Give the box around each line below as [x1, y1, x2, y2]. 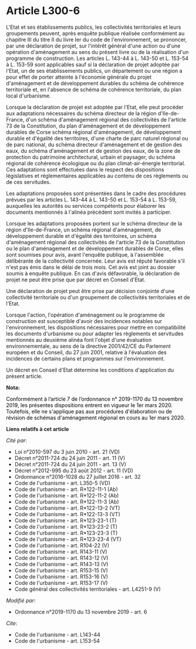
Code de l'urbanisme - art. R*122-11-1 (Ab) [14, 486, 119, 493]
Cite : [6, 620, 18, 627]
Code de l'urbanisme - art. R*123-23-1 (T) [14, 517, 117, 524]
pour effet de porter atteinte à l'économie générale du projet [6, 73, 151, 80]
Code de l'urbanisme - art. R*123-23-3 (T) [14, 529, 118, 536]
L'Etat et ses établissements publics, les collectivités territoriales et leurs [6, 23, 181, 31]
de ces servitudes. [6, 178, 51, 186]
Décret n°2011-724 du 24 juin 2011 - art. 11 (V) [14, 454, 126, 462]
